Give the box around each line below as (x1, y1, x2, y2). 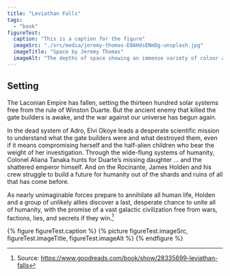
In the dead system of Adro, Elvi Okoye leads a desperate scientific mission (7, 126, 220, 135)
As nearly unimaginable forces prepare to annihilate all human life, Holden (7, 190, 216, 199)
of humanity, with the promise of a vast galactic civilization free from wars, (7, 205, 218, 214)
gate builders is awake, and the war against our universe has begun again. (7, 113, 217, 121)
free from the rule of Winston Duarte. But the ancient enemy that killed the (7, 106, 216, 114)
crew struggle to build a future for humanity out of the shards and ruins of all (7, 170, 223, 179)
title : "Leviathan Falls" (7, 10, 81, 17)
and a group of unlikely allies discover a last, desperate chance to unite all (7, 198, 216, 206)
